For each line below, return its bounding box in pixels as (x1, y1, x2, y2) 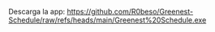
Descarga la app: (8, 7, 66, 16)
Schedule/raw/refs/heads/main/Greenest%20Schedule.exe (8, 15, 207, 25)
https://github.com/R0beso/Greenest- (67, 7, 193, 16)
